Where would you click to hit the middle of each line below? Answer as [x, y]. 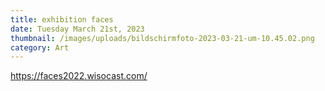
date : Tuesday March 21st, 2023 [77, 29]
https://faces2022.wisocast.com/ [79, 76]
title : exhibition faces [62, 19]
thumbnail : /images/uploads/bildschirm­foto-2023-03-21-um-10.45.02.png [162, 38]
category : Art [40, 47]
